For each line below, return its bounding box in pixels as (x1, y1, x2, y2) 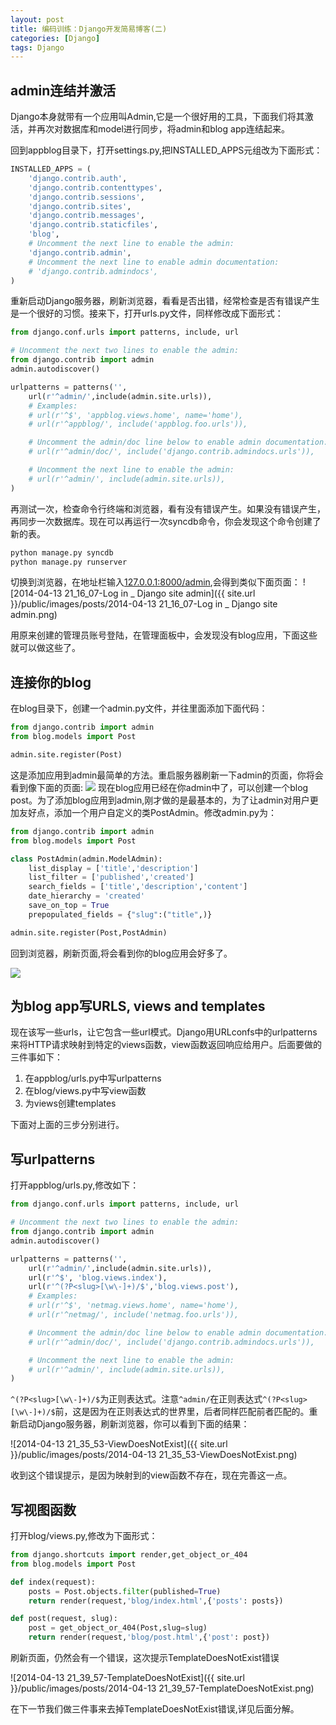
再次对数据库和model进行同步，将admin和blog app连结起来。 (36, 123, 291, 135)
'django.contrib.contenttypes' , (28, 182, 163, 193)
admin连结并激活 (10, 82, 117, 99)
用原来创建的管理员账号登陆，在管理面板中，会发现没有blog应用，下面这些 (10, 629, 318, 641)
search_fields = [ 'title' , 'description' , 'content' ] (28, 882, 248, 892)
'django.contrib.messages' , (28, 211, 145, 221)
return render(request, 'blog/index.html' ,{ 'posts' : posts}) (28, 1596, 284, 1606)
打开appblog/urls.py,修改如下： (10, 1179, 140, 1191)
